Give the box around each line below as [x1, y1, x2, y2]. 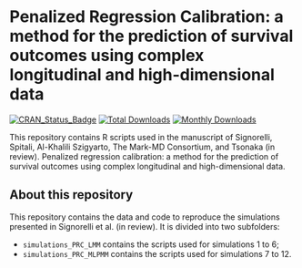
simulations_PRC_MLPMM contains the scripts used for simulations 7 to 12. [22, 248, 292, 259]
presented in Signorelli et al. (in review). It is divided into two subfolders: [9, 221, 280, 232]
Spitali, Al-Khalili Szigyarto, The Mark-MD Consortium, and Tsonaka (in [9, 141, 276, 152]
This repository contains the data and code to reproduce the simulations [9, 211, 280, 222]
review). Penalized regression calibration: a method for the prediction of [9, 150, 279, 161]
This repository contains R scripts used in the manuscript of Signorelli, [9, 131, 273, 142]
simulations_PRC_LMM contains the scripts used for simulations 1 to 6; [22, 239, 279, 250]
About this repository [9, 187, 134, 202]
